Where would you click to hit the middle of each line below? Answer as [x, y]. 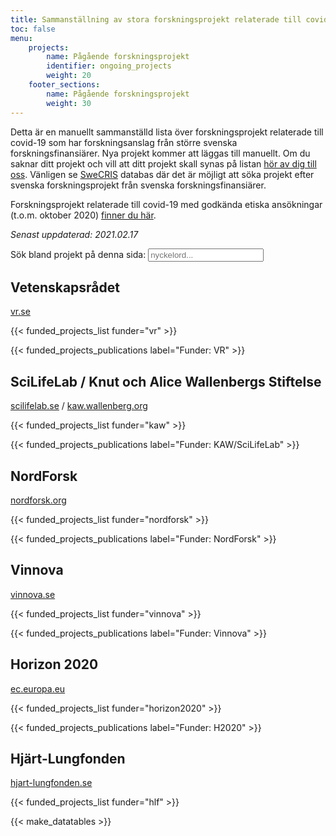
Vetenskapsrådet [65, 287]
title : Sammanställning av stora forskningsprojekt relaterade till [156, 19]
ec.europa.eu [38, 688]
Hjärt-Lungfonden [68, 758]
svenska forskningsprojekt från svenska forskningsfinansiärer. [138, 185]
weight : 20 [69, 76]
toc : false [33, 29]
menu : [21, 38]
